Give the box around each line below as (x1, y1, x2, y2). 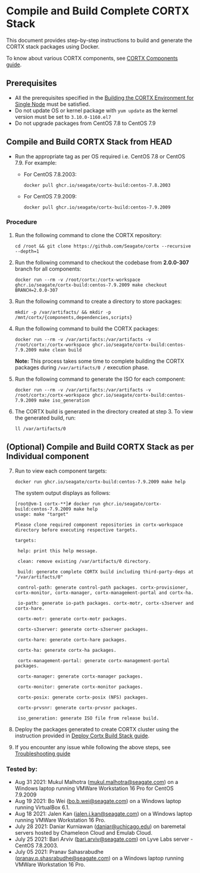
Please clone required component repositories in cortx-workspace (14, 522, 183, 528)
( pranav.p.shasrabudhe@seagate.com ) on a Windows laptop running (14, 854, 185, 862)
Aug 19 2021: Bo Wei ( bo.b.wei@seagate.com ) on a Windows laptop (14, 797, 182, 804)
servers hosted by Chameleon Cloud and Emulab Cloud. (14, 829, 153, 836)
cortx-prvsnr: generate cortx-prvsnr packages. (17, 704, 138, 710)
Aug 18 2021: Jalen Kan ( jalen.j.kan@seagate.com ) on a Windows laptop (14, 810, 192, 817)
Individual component (6, 451, 89, 461)
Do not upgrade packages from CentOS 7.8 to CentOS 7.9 (14, 120, 156, 127)
